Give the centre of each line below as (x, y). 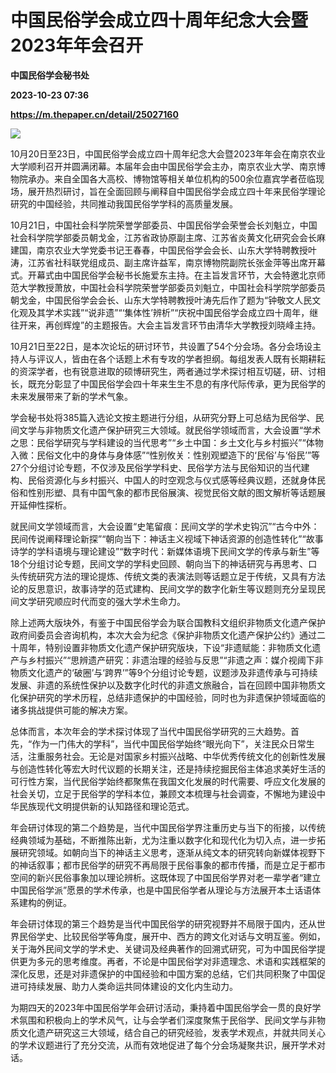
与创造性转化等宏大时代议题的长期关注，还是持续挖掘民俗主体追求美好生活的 (168, 768)
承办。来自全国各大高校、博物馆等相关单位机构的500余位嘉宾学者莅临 (171, 178)
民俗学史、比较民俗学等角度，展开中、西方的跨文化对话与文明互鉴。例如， (172, 936)
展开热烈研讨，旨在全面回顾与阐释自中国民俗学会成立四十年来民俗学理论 (176, 191)
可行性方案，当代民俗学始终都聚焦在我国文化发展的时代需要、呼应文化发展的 (168, 781)
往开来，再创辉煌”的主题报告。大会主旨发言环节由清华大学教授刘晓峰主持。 (166, 325)
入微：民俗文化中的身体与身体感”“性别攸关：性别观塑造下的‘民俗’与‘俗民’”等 (165, 455)
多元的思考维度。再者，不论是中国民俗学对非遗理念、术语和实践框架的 (181, 961)
